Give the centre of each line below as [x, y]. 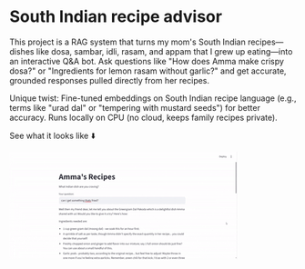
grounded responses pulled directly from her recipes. [110, 80]
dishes [22, 51]
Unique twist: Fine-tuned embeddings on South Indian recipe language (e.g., [153, 98]
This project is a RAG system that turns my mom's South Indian [127, 42]
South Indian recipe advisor [116, 17]
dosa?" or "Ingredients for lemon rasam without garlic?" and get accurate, [148, 71]
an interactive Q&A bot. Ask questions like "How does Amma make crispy [147, 61]
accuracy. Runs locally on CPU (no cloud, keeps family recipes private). [143, 117]
